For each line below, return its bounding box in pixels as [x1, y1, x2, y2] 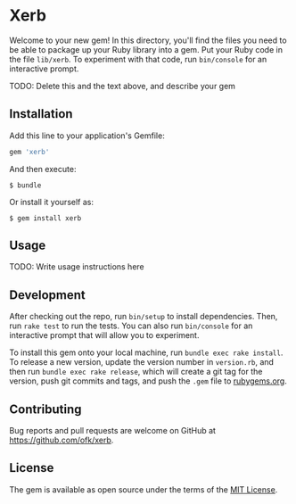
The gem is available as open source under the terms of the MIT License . [9, 483, 278, 495]
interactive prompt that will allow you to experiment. [9, 330, 200, 341]
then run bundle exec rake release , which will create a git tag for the [9, 367, 263, 377]
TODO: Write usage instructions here [9, 261, 144, 272]
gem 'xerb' [9, 147, 50, 156]
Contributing [9, 401, 82, 417]
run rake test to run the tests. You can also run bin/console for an [9, 320, 253, 331]
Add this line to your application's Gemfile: [9, 130, 165, 141]
